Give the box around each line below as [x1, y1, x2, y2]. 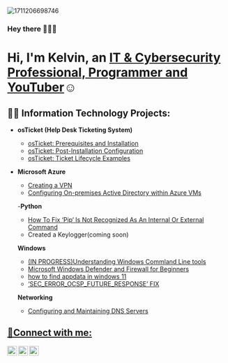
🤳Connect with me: [7, 327, 92, 339]
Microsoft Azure [17, 168, 66, 176]
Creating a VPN [27, 181, 73, 189]
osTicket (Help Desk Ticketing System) [17, 126, 133, 134]
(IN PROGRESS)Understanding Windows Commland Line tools [27, 257, 206, 265]
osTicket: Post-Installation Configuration [27, 147, 144, 155]
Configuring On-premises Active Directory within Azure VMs [27, 188, 202, 197]
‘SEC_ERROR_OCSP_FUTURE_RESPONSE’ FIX [27, 279, 160, 288]
